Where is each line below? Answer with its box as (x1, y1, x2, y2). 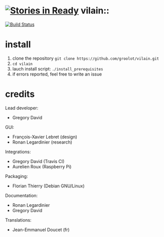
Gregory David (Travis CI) (12, 158, 65, 164)
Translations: (5, 217, 32, 223)
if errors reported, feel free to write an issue (12, 71, 102, 77)
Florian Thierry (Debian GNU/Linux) (12, 183, 85, 189)
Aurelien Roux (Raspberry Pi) (12, 163, 72, 169)
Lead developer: (5, 105, 39, 111)
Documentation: (5, 192, 38, 198)
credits (5, 88, 35, 100)
